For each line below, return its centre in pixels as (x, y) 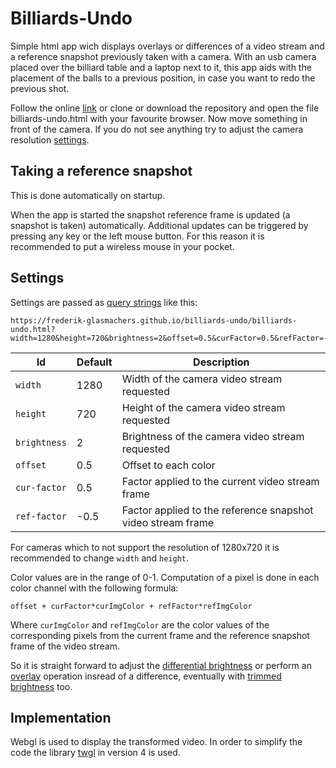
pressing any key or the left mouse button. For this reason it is (137, 236)
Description (221, 362)
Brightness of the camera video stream (213, 436)
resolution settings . (50, 139)
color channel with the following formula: (94, 588)
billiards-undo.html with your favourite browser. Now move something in (159, 118)
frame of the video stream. (65, 646)
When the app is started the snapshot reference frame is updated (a (150, 214)
